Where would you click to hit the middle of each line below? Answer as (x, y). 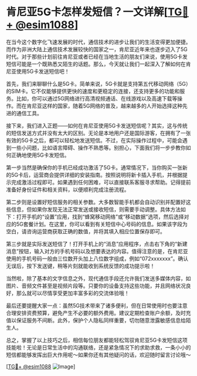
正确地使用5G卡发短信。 (40, 155)
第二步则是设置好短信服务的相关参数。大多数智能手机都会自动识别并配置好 (96, 202)
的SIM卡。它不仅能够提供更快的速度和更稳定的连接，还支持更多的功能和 (93, 91)
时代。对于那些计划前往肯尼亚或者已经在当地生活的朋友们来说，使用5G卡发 (97, 56)
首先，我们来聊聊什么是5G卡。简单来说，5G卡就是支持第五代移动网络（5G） (97, 83)
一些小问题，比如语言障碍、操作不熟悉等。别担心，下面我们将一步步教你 (98, 147)
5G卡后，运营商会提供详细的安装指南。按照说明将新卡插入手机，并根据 (97, 174)
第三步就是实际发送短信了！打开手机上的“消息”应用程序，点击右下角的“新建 (97, 244)
